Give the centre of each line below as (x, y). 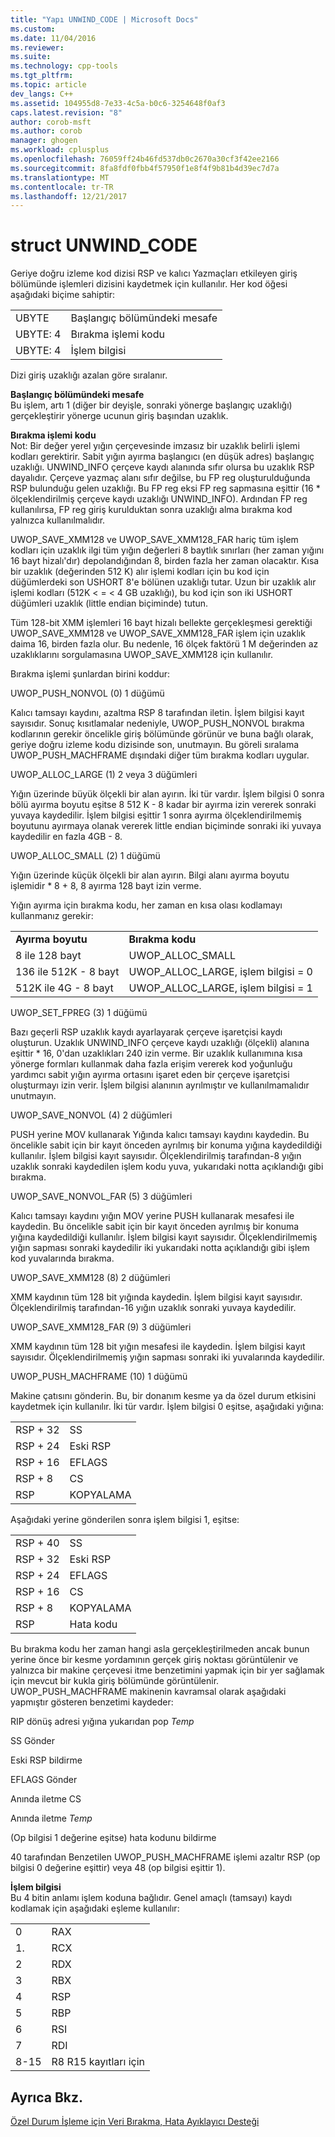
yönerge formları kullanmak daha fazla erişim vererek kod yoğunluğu (151, 1064)
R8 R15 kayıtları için (98, 2062)
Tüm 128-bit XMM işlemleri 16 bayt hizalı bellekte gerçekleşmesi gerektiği (161, 623)
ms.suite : (31, 57)
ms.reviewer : (37, 47)
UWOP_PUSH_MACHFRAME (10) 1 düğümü (99, 1377)
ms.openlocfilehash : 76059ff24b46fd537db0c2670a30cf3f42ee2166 (145, 159)
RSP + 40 (37, 1543)
